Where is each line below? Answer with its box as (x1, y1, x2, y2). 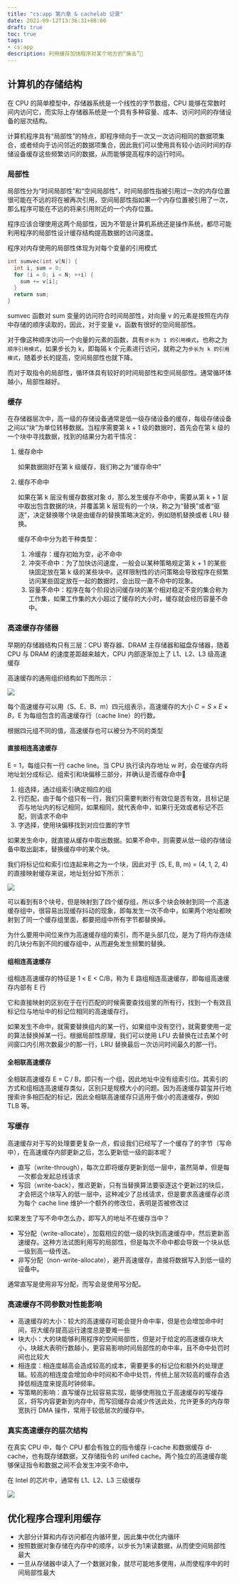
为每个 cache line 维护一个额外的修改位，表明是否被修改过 (17, 1199, 189, 1207)
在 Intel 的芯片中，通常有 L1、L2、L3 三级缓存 (7, 1476, 141, 1485)
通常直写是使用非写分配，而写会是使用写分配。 (7, 1279, 144, 1288)
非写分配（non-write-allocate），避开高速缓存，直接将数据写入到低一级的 (17, 1256, 232, 1264)
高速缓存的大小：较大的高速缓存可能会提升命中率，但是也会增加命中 (17, 1316, 218, 1325)
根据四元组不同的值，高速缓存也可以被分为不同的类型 (7, 726, 164, 734)
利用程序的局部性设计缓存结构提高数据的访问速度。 (7, 228, 157, 237)
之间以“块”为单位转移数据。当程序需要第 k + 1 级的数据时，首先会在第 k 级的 (7, 424, 230, 432)
